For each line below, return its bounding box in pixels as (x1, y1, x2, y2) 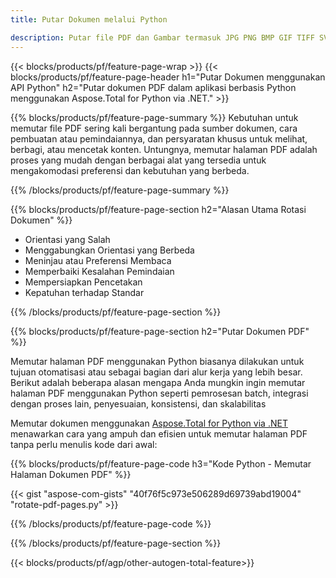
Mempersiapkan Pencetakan (24, 276, 143, 288)
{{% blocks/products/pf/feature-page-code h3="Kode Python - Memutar (10, 457, 312, 470)
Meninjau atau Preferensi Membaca (24, 254, 172, 266)
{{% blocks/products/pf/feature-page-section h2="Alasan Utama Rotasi (10, 203, 307, 215)
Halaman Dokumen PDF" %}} (10, 468, 132, 480)
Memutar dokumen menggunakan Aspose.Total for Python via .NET (10, 417, 288, 429)
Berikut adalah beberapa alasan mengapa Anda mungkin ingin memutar (10, 376, 306, 388)
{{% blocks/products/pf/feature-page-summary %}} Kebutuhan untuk (10, 111, 299, 123)
